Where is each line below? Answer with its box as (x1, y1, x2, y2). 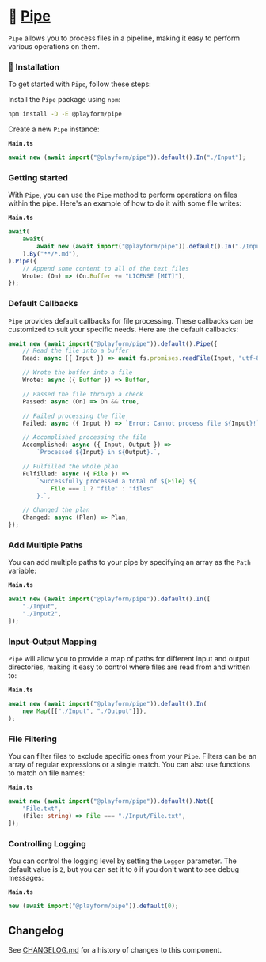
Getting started (8, 172, 69, 183)
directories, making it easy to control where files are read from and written (8, 662, 251, 672)
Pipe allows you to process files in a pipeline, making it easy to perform (8, 33, 240, 43)
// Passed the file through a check (22, 390, 144, 398)
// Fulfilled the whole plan (22, 463, 119, 471)
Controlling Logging (8, 838, 87, 849)
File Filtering (8, 733, 58, 744)
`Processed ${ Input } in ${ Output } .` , (36, 449, 161, 456)
